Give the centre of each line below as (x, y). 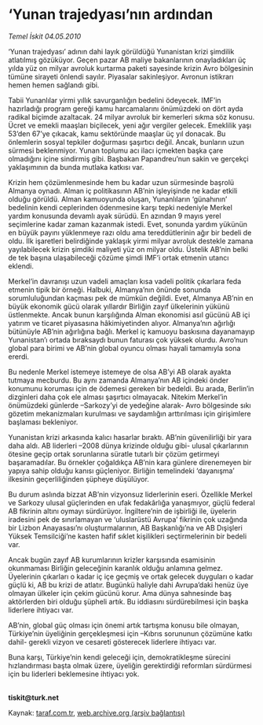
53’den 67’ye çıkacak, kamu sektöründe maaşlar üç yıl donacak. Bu (117, 133)
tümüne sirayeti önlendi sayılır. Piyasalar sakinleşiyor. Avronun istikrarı (121, 76)
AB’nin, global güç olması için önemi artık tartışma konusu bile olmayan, (124, 625)
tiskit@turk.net (33, 697)
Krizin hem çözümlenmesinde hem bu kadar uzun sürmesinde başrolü (121, 182)
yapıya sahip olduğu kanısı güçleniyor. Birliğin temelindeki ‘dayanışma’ (121, 471)
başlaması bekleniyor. (43, 422)
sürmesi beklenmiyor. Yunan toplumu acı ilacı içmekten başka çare (116, 150)
